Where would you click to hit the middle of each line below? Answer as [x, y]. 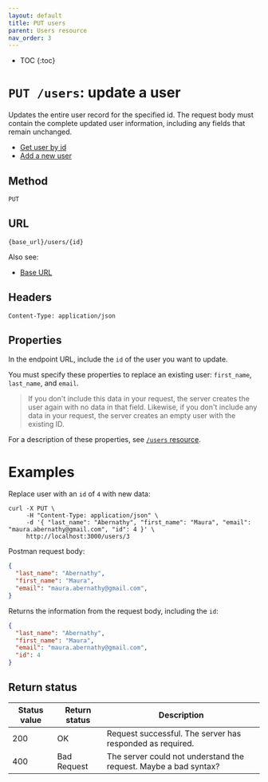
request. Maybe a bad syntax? [163, 766]
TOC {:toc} [37, 61]
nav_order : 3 [30, 38]
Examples [41, 472]
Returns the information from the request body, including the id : [114, 610]
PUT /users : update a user [95, 93]
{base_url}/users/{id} [46, 242]
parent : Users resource [48, 30]
